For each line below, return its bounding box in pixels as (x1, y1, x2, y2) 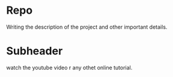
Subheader (6, 44, 63, 58)
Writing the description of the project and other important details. (6, 23, 168, 30)
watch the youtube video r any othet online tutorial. (6, 64, 133, 71)
